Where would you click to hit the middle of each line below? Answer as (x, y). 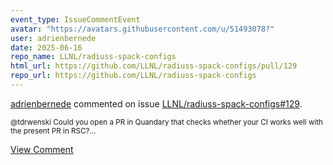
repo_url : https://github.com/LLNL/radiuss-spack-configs (133, 76)
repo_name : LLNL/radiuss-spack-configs (93, 57)
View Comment (42, 149)
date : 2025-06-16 (46, 47)
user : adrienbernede (53, 38)
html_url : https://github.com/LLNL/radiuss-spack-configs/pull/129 (154, 66)
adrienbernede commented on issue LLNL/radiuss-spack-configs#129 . (156, 103)
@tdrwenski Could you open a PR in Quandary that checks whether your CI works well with (167, 122)
